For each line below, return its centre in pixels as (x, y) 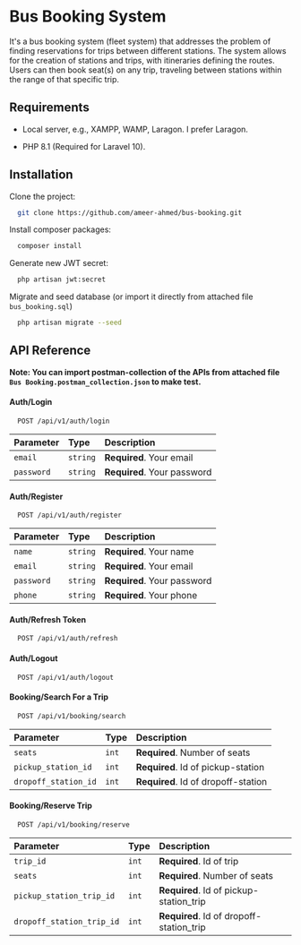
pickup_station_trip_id (64, 896)
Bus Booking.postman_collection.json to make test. (105, 382)
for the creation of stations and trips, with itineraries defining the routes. (142, 60)
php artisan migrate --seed (70, 323)
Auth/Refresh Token (48, 619)
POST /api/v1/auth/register (70, 515)
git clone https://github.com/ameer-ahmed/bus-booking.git (130, 212)
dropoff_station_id (55, 782)
